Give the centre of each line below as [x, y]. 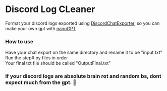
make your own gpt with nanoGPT [41, 28]
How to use [19, 41]
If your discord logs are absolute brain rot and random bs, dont [83, 76]
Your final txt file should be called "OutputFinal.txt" [58, 63]
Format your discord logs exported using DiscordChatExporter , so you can [82, 23]
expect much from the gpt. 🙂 [41, 82]
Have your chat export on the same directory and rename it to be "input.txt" [84, 53]
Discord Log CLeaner [50, 9]
